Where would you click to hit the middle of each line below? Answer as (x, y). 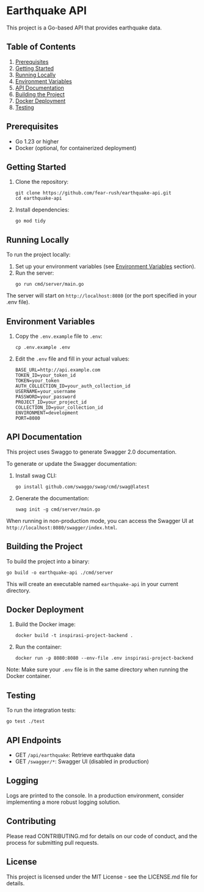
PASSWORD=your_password (46, 397)
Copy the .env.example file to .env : (59, 336)
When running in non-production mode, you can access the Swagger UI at (100, 520)
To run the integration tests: (41, 710)
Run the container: (38, 647)
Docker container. (29, 676)
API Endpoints (34, 740)
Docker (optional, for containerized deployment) (76, 148)
